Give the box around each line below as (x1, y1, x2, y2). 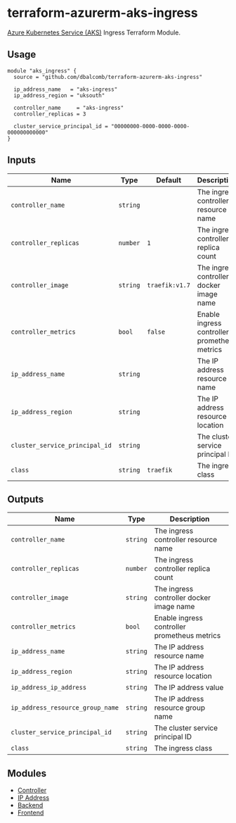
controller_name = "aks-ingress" (13, 104, 124, 111)
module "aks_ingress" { (7, 67, 77, 75)
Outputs (7, 493, 44, 505)
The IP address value (154, 683, 224, 693)
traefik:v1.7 (147, 281, 191, 289)
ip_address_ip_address (11, 684, 86, 691)
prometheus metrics (154, 631, 221, 641)
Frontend (17, 808, 44, 817)
